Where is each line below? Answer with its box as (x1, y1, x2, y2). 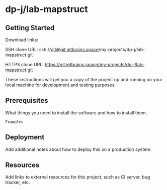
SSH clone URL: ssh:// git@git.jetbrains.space (5, 47, 99, 52)
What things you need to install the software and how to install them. (5, 109, 147, 116)
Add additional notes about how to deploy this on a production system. (5, 146, 152, 152)
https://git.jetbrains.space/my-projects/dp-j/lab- (44, 62, 145, 67)
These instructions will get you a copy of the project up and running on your (5, 77, 162, 82)
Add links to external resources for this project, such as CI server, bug (5, 174, 150, 180)
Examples (5, 119, 24, 124)
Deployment (5, 133, 45, 141)
